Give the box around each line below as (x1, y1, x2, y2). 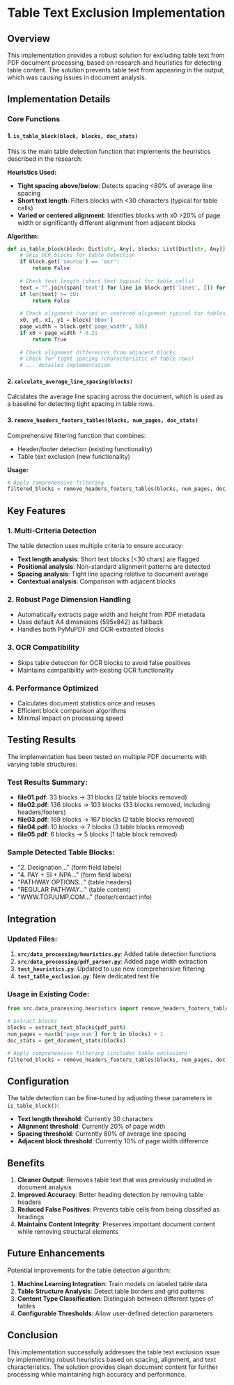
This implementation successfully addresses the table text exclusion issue (7, 1347, 220, 1356)
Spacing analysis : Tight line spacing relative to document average (17, 570, 209, 578)
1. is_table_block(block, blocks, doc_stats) (7, 131, 138, 140)
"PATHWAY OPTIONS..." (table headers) (17, 878, 132, 886)
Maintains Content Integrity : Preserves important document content (17, 1220, 216, 1228)
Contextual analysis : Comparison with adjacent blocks (17, 577, 176, 586)
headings (17, 1213, 45, 1221)
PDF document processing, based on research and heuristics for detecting (7, 58, 221, 67)
